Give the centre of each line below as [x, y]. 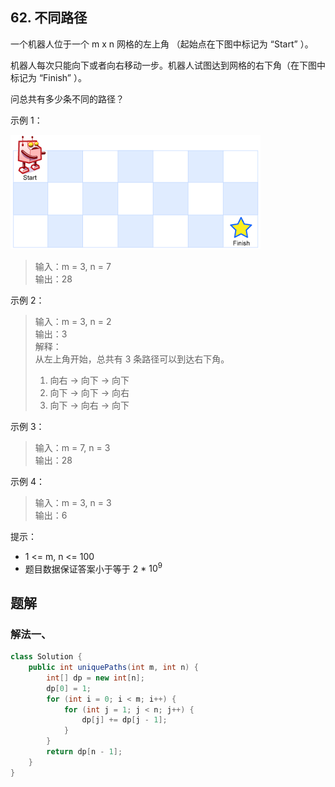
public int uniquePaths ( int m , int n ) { [113, 668]
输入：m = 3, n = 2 [73, 321]
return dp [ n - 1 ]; [84, 752]
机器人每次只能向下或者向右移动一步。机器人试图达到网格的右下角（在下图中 [168, 65]
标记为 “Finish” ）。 [48, 77]
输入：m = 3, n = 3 [73, 502]
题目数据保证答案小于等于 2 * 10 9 [93, 568]
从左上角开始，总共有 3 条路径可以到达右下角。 [132, 359]
